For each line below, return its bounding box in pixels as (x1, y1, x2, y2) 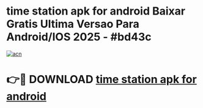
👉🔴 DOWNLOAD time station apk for (6, 73, 197, 86)
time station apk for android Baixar (6, 4, 185, 18)
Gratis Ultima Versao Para (6, 17, 139, 31)
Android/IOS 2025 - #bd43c (6, 30, 152, 44)
